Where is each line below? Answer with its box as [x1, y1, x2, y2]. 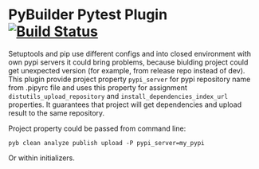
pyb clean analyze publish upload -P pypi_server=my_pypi [8, 139, 205, 147]
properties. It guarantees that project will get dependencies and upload [8, 100, 242, 109]
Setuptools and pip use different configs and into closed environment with [8, 49, 252, 58]
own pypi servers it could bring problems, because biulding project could [8, 57, 249, 67]
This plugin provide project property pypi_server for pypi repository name [8, 74, 251, 84]
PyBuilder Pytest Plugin [8, 6, 168, 24]
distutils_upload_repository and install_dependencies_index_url [8, 91, 229, 100]
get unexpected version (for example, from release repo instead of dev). [8, 65, 245, 75]
